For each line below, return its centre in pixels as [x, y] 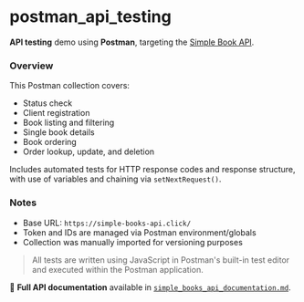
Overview [31, 66]
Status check [47, 103]
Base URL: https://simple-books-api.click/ [107, 223]
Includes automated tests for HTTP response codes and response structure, [152, 170]
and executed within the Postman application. [117, 269]
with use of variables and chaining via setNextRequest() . [115, 179]
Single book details [58, 132]
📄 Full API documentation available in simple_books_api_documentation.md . [150, 287]
